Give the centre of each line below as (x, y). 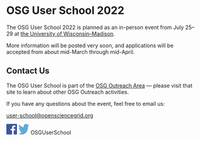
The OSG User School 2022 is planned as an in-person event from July (95, 27)
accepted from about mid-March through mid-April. (71, 51)
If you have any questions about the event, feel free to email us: (86, 103)
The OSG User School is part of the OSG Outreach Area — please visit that (99, 85)
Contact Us (28, 71)
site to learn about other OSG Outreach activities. (68, 92)
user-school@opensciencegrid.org (50, 115)
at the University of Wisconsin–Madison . (65, 33)
